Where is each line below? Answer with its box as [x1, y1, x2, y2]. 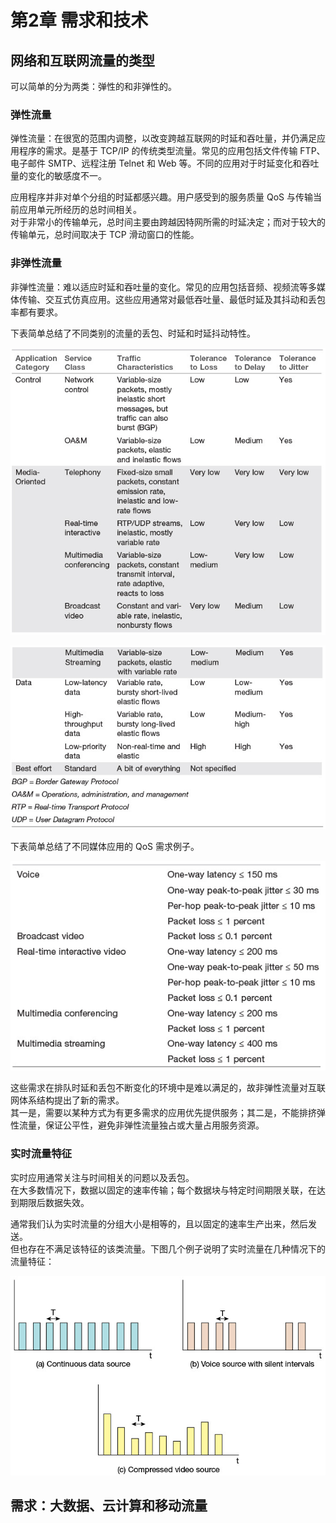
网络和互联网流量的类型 [10, 52, 155, 69]
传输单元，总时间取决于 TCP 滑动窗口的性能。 [10, 229, 200, 241]
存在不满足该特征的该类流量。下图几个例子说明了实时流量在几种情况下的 [27, 1242, 326, 1255]
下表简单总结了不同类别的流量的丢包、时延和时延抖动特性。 [10, 327, 256, 339]
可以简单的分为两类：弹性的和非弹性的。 [10, 81, 177, 92]
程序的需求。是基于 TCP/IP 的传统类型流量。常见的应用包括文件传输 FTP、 [18, 145, 326, 157]
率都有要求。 [10, 306, 63, 318]
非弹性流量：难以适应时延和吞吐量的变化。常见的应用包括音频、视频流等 [10, 281, 308, 293]
